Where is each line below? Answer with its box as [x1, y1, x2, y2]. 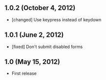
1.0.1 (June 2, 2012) [4, 31, 64, 39]
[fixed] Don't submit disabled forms [11, 44, 83, 49]
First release [11, 70, 37, 77]
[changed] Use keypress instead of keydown [11, 16, 102, 22]
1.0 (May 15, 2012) [4, 58, 60, 66]
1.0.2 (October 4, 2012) [4, 4, 76, 12]
